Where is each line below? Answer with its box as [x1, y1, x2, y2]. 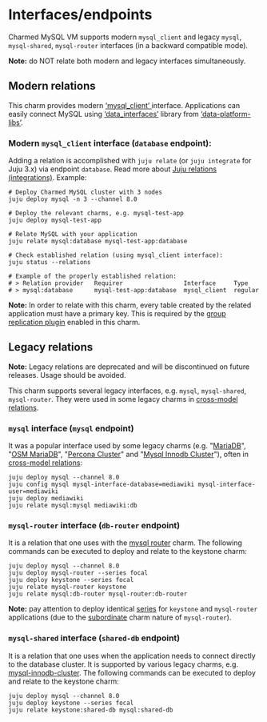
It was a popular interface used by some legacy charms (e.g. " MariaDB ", [8, 441, 246, 451]
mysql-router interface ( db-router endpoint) [8, 520, 181, 531]
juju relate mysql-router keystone [8, 583, 127, 592]
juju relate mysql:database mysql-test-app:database [8, 238, 188, 246]
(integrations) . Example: [8, 173, 87, 183]
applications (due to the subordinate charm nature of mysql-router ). [8, 612, 232, 622]
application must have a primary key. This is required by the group [8, 309, 226, 319]
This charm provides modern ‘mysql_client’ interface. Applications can [8, 100, 241, 110]
